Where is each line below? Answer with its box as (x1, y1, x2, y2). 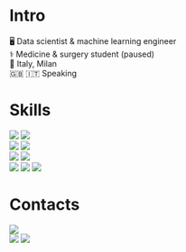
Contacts (9, 194, 80, 215)
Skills (9, 100, 51, 121)
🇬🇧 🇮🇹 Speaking (9, 67, 78, 78)
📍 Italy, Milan (9, 58, 57, 68)
